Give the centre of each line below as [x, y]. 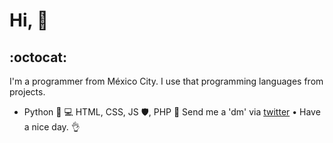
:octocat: [38, 57]
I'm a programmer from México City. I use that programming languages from [166, 81]
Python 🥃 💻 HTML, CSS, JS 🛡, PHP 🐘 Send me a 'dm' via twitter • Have [172, 112]
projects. [27, 92]
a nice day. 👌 [52, 127]
